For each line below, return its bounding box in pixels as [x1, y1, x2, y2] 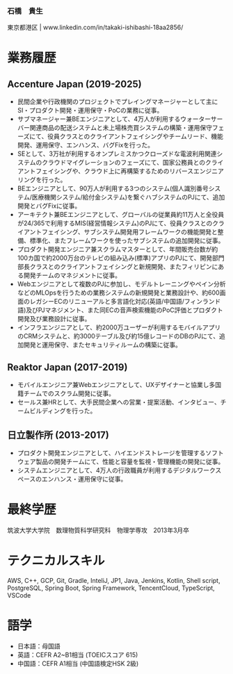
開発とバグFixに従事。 [17, 202, 81, 210]
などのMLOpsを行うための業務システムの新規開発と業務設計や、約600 [17, 288, 220, 297]
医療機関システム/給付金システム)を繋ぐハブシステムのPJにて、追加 [31, 193, 225, 202]
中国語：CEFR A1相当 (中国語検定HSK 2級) [17, 659, 139, 668]
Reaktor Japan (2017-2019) [7, 361, 128, 373]
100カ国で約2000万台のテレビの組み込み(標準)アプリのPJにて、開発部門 [17, 254, 225, 262]
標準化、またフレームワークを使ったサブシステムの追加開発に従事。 [29, 236, 225, 245]
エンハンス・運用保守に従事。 [41, 475, 127, 483]
